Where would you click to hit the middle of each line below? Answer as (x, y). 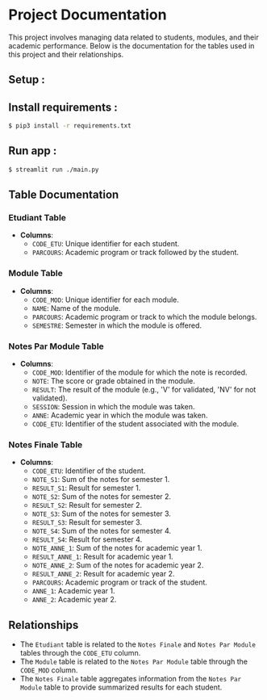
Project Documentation (88, 15)
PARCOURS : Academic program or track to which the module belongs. (144, 316)
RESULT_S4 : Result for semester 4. (87, 539)
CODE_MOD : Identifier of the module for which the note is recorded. (140, 372)
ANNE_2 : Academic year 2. (74, 600)
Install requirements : (63, 107)
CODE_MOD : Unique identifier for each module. (106, 300)
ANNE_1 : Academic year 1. (73, 591)
